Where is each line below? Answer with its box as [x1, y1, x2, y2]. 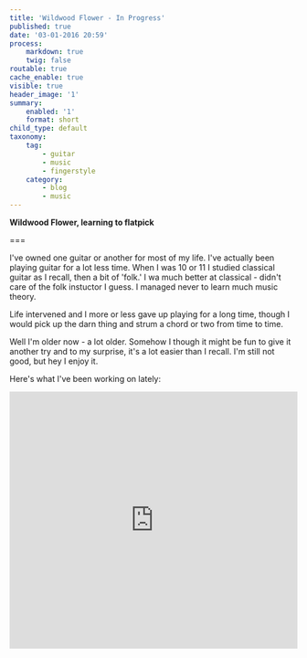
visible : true [9, 81, 64, 90]
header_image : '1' [9, 90, 79, 99]
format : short [26, 115, 79, 124]
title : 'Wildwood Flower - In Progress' [9, 13, 166, 23]
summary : [9, 98, 43, 108]
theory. [9, 292, 37, 302]
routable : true [9, 65, 68, 74]
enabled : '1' [26, 107, 76, 116]
